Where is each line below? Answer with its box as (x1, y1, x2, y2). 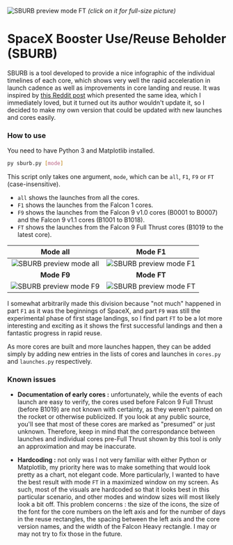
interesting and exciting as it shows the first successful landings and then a (7, 321, 223, 330)
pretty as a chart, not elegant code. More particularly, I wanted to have (17, 470, 220, 479)
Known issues (7, 375, 56, 385)
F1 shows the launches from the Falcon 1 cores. (17, 201, 154, 209)
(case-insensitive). (7, 180, 61, 188)
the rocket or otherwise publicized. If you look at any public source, (17, 413, 211, 421)
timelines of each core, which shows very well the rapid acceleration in (7, 76, 211, 84)
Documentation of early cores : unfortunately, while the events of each (17, 390, 223, 399)
